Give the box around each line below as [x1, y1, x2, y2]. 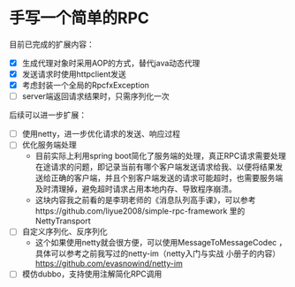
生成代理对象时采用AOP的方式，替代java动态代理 [21, 57, 200, 68]
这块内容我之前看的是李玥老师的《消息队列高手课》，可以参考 [34, 195, 256, 206]
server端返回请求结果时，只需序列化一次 [21, 91, 170, 102]
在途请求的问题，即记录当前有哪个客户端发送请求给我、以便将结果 [34, 162, 276, 172]
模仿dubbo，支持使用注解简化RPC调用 [21, 268, 163, 279]
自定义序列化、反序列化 [21, 226, 108, 237]
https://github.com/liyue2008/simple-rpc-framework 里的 [34, 206, 246, 216]
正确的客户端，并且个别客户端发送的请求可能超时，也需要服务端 [50, 173, 284, 184]
